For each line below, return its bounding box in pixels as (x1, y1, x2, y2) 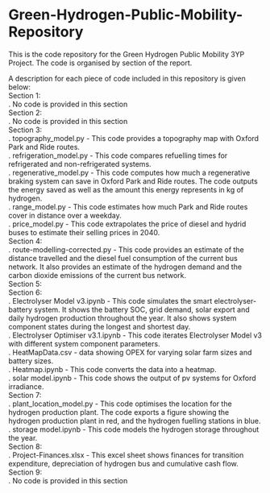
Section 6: (8, 288, 43, 297)
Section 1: (8, 90, 41, 100)
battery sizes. (8, 356, 54, 366)
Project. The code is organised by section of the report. (8, 58, 193, 68)
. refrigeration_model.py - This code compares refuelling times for (8, 151, 228, 160)
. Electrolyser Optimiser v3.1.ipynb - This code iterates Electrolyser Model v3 (8, 330, 263, 340)
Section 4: (8, 236, 43, 246)
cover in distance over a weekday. (8, 210, 123, 220)
